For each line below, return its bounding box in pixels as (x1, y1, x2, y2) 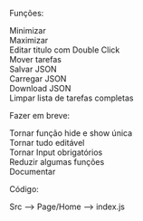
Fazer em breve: (9, 110, 71, 120)
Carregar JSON (9, 73, 67, 84)
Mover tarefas (9, 54, 62, 64)
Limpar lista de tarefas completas (9, 92, 134, 103)
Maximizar (9, 35, 49, 45)
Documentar (9, 167, 56, 177)
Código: (9, 184, 39, 194)
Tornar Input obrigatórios (9, 147, 103, 158)
